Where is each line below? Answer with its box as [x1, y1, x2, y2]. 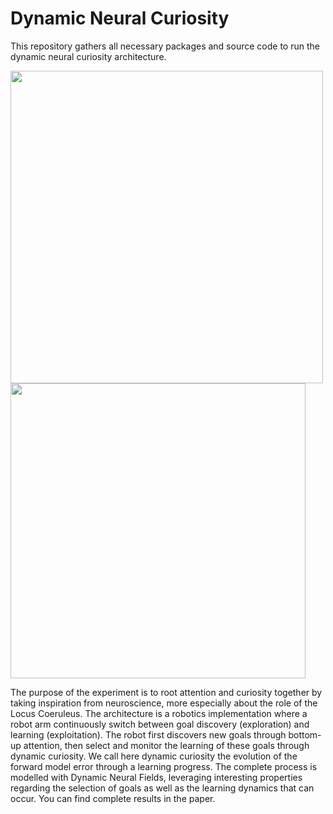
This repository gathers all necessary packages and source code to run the [10, 40, 320, 52]
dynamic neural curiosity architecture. [10, 50, 167, 62]
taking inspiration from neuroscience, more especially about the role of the [10, 697, 318, 709]
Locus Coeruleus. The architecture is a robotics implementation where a [10, 707, 308, 719]
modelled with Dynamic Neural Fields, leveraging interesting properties [10, 771, 303, 783]
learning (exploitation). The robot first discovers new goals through [10, 728, 287, 741]
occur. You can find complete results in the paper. [10, 792, 216, 804]
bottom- [288, 728, 322, 741]
